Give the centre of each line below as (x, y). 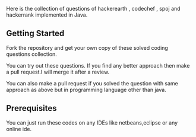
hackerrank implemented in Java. (47, 15)
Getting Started (35, 34)
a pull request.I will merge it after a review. (58, 72)
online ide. (19, 129)
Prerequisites (31, 108)
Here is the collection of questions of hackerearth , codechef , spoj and (93, 9)
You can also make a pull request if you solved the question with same (92, 83)
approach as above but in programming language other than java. (86, 90)
